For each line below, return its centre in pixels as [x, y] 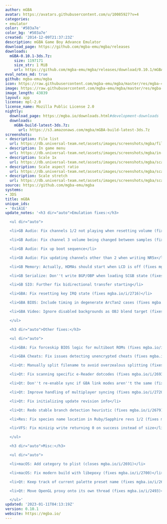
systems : [14, 190]
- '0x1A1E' [16, 208]
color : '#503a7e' [23, 28]
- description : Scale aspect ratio [42, 167]
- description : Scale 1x [31, 157]
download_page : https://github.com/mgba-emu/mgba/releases [68, 47]
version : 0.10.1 [22, 509]
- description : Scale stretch [37, 176]
